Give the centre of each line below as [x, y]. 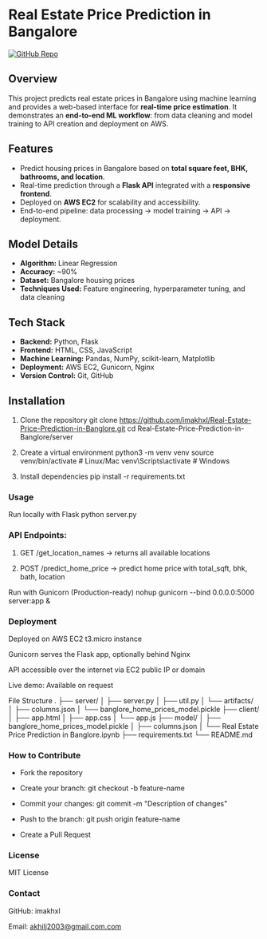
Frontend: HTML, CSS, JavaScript [76, 350]
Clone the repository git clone [69, 420]
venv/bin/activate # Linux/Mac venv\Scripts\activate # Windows [125, 461]
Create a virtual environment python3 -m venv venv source [117, 452]
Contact [24, 893]
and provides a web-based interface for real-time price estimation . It [123, 106]
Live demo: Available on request [61, 685]
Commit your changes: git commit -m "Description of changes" [124, 804]
